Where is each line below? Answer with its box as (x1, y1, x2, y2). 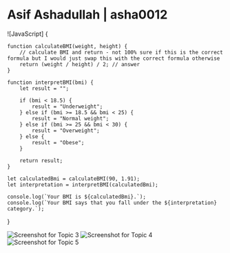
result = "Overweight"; (32, 127, 100, 134)
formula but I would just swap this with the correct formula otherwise (7, 55, 220, 62)
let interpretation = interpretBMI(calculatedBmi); (7, 181, 158, 188)
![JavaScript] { (7, 30, 48, 38)
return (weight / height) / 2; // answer (19, 60, 140, 68)
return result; (19, 157, 63, 164)
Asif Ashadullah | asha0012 (7, 7, 168, 23)
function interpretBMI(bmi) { (7, 79, 94, 86)
